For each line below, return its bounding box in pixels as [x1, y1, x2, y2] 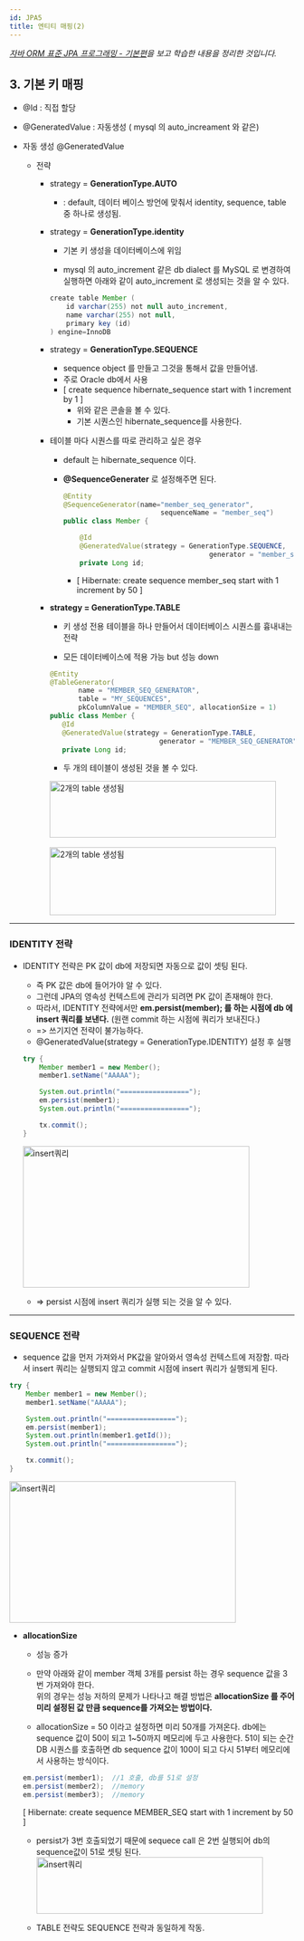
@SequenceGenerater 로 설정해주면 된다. [62, 473, 217, 485]
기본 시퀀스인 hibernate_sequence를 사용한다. [76, 416, 242, 427]
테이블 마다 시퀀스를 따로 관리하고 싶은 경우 [49, 435, 202, 446]
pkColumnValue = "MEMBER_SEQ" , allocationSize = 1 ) [78, 703, 278, 712]
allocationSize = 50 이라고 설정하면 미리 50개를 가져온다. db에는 [35, 1721, 267, 1732]
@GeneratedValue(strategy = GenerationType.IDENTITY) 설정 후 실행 [35, 1036, 291, 1047]
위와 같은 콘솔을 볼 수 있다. [76, 404, 171, 415]
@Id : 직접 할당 [22, 102, 77, 113]
